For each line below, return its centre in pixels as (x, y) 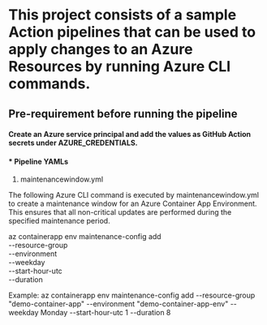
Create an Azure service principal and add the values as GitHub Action (130, 135)
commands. (50, 84)
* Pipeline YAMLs (39, 161)
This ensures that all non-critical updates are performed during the (120, 212)
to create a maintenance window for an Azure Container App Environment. (133, 203)
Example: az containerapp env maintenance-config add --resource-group (132, 295)
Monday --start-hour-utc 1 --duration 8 (106, 313)
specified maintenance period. (60, 221)
